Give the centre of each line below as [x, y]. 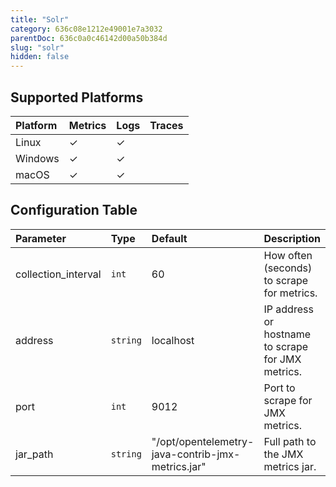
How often [288, 255]
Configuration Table [74, 210]
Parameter [41, 238]
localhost [173, 340]
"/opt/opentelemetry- [203, 441]
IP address [288, 309]
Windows [37, 158]
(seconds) [288, 268]
